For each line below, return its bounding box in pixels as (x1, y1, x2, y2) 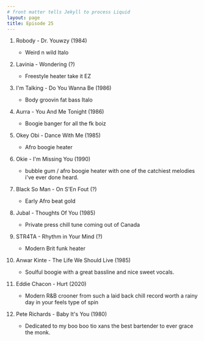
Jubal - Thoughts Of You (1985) (15, 209, 96, 217)
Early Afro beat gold (24, 197, 76, 205)
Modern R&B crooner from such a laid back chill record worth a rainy (24, 292, 198, 299)
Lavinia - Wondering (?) (15, 61, 75, 68)
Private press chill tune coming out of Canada (24, 221, 140, 229)
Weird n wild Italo (24, 49, 69, 56)
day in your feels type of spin (24, 299, 99, 306)
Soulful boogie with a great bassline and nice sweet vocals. (24, 268, 175, 276)
